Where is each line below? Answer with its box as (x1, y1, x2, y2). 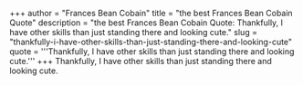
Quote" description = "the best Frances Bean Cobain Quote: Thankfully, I (9, 17, 284, 28)
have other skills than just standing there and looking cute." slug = (9, 27, 258, 37)
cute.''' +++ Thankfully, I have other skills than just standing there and (9, 56, 272, 66)
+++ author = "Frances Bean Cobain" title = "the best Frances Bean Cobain (9, 8, 294, 18)
